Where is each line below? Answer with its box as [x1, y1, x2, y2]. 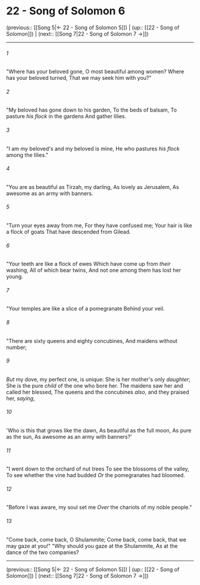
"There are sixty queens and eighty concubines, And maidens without [6, 337, 177, 344]
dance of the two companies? [6, 549, 79, 556]
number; [6, 343, 27, 351]
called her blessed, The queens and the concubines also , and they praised [6, 388, 189, 395]
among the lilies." [6, 151, 49, 159]
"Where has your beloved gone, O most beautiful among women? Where [6, 68, 185, 75]
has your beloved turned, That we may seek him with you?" [6, 75, 152, 82]
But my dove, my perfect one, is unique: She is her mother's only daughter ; [6, 376, 190, 383]
